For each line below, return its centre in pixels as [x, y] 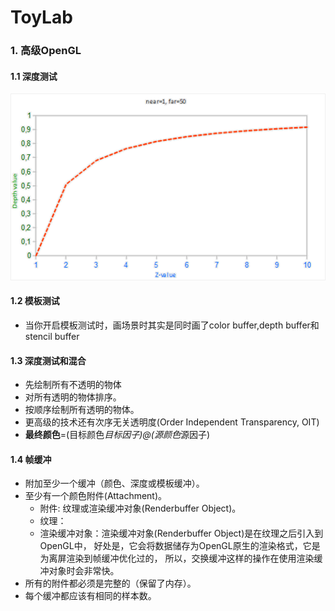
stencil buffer [52, 337]
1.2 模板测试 [35, 301]
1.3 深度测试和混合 [48, 360]
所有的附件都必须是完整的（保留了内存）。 [110, 583]
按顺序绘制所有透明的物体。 [82, 410]
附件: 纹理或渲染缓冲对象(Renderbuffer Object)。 [140, 508]
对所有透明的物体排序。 [73, 397]
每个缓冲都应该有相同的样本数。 [90, 596]
